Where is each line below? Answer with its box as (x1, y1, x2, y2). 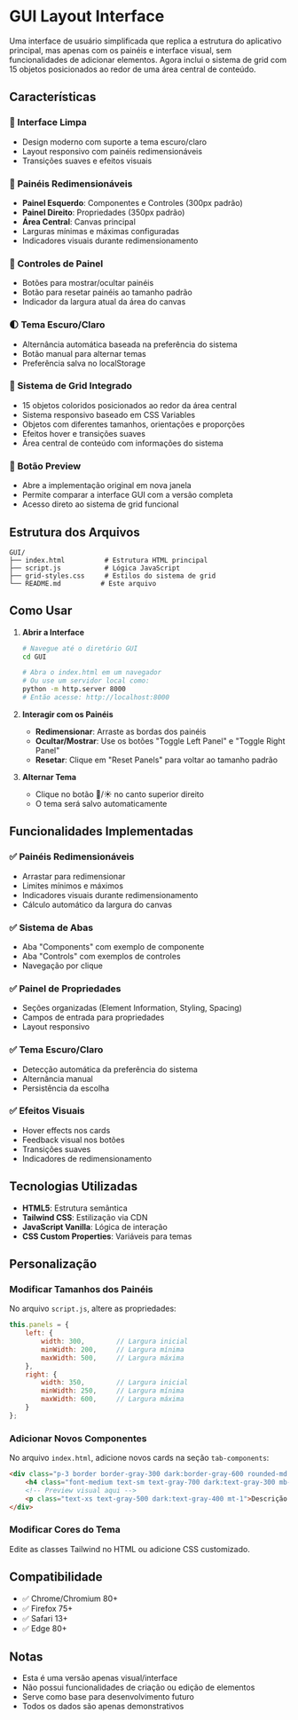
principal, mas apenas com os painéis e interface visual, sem (9, 44, 232, 55)
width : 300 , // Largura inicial (41, 1337, 189, 1346)
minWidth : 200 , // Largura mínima (41, 1345, 184, 1354)
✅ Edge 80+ (21, 1622, 68, 1634)
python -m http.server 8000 (21, 685, 126, 694)
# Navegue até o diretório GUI (21, 643, 138, 653)
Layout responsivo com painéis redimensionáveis (21, 146, 202, 156)
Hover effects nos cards (21, 1124, 111, 1135)
